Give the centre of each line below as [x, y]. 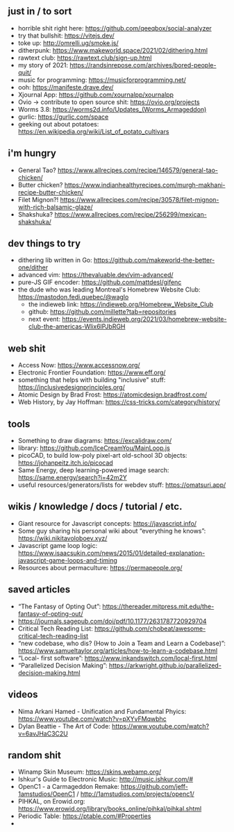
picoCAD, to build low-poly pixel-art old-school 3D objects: [102, 456]
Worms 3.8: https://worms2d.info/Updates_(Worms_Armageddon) [112, 109]
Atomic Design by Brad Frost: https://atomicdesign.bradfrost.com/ [112, 394]
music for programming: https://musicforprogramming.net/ [102, 80]
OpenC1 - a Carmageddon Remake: [69, 787]
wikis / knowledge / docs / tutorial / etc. [95, 507]
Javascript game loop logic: [58, 545]
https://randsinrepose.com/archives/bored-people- [143, 65]
